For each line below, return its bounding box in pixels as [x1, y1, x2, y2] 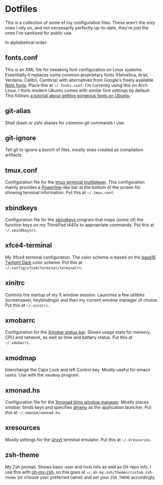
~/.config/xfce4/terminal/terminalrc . [5, 265, 83, 270]
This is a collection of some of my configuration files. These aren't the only [5, 20, 155, 25]
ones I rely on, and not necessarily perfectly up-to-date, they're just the [5, 24, 149, 30]
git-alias [5, 107, 31, 115]
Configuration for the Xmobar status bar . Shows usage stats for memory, [5, 329, 151, 335]
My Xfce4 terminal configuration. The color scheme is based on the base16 [5, 254, 156, 260]
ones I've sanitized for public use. [5, 30, 73, 36]
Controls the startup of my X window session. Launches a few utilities [5, 292, 145, 298]
